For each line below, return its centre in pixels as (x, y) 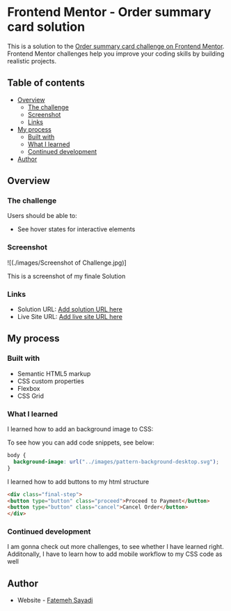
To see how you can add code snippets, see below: (81, 442)
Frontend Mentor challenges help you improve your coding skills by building (116, 54)
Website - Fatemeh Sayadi (55, 601)
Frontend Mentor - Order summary (109, 12)
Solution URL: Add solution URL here (70, 309)
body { (17, 456)
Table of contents (46, 83)
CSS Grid (30, 396)
